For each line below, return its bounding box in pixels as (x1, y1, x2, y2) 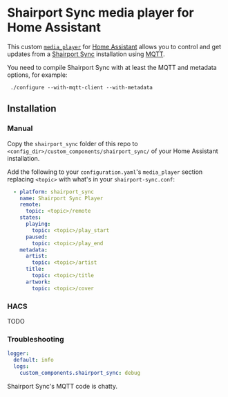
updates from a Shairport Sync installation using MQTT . (7, 50, 166, 58)
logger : (7, 350, 30, 358)
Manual (7, 123, 33, 133)
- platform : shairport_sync (13, 188, 95, 195)
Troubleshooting (7, 334, 64, 344)
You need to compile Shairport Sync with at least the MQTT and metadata (7, 63, 217, 71)
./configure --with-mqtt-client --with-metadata (10, 84, 153, 91)
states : (19, 214, 41, 221)
